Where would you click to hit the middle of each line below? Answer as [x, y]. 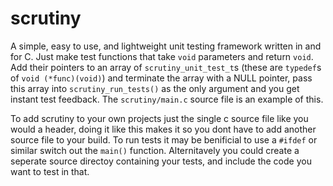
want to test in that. [50, 171]
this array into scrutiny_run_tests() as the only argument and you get [155, 88]
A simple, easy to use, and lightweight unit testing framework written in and [166, 46]
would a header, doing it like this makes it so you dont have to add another [163, 129]
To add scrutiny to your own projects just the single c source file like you [159, 118]
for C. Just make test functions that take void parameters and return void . [162, 56]
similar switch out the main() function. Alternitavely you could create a [155, 150]
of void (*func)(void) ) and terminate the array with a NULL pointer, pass [161, 78]
